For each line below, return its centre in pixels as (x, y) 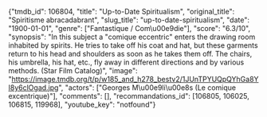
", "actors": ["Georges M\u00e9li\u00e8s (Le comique (147, 88)
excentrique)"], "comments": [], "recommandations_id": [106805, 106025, (129, 96)
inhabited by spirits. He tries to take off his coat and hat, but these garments (133, 45)
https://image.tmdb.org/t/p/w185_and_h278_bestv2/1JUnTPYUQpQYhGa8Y (135, 79)
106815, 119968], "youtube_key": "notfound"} (82, 104)
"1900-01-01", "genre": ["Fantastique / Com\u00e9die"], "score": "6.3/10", (130, 28)
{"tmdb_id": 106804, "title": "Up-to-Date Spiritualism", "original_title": (122, 12)
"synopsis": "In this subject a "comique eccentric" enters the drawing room (132, 37)
